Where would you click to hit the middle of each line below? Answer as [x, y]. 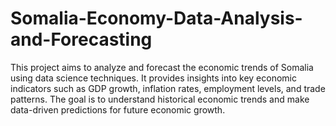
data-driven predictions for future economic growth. [118, 109]
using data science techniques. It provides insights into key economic [153, 78]
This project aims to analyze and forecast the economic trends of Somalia [162, 67]
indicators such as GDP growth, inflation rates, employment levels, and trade [168, 88]
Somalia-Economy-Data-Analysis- [156, 18]
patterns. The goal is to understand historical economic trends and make [160, 99]
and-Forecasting [81, 39]
